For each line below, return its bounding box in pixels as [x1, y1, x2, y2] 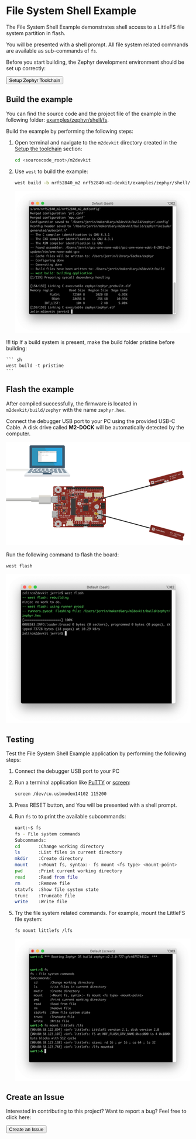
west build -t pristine [6, 363, 64, 369]
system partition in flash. [6, 29, 66, 36]
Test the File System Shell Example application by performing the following [6, 750, 187, 757]
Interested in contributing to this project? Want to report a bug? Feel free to [6, 1107, 187, 1115]
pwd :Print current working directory [14, 868, 123, 874]
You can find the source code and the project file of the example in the [6, 110, 177, 117]
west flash [6, 563, 33, 569]
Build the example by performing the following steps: [6, 128, 133, 135]
